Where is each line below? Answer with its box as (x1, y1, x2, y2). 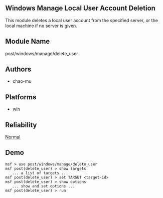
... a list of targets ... (12, 170, 69, 175)
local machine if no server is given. (5, 23, 78, 29)
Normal (5, 134, 21, 140)
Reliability (5, 120, 37, 129)
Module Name (5, 37, 50, 46)
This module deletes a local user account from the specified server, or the (5, 17, 158, 23)
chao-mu (12, 78, 32, 84)
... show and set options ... (12, 183, 75, 188)
